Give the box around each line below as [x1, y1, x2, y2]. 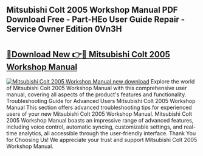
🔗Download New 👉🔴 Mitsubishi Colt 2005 [6, 49, 170, 60]
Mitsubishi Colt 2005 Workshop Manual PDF [6, 5, 178, 15]
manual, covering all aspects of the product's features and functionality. [6, 91, 187, 98]
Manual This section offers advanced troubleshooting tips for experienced [6, 104, 193, 111]
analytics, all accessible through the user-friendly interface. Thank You [18, 130, 196, 136]
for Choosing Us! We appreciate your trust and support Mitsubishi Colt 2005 [6, 136, 198, 143]
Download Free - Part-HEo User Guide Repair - [6, 15, 185, 25]
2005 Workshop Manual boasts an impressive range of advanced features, [6, 117, 194, 124]
